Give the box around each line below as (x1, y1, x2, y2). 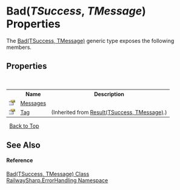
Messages (20, 99, 47, 106)
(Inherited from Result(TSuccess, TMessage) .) (51, 108, 167, 116)
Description (93, 91, 124, 98)
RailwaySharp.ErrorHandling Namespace (6, 177, 108, 184)
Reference (6, 157, 33, 164)
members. (6, 44, 32, 51)
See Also (6, 140, 41, 150)
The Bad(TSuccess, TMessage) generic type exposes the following (6, 37, 175, 44)
